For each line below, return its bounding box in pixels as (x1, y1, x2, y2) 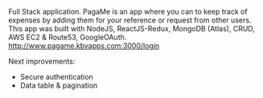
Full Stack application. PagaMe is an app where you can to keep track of (8, 7, 248, 16)
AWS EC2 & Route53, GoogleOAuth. (8, 32, 127, 42)
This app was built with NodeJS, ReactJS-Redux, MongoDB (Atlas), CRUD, (8, 24, 256, 33)
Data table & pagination (19, 80, 98, 90)
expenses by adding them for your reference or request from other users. (8, 15, 252, 25)
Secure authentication (19, 72, 94, 81)
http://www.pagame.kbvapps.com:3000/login (8, 41, 160, 51)
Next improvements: (8, 56, 76, 66)
